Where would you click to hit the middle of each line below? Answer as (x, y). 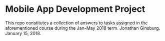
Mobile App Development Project (75, 9)
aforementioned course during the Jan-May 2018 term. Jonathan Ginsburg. (83, 28)
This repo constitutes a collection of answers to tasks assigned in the (76, 23)
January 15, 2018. (23, 33)
